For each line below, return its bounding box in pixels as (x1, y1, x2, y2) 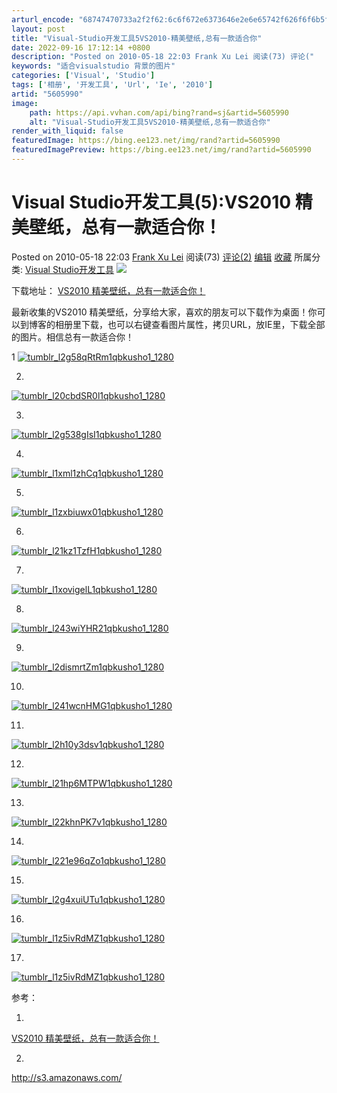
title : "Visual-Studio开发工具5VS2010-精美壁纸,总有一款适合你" (11, 33, 263, 43)
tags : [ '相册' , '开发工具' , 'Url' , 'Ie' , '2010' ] (11, 80, 214, 90)
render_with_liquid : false (11, 126, 124, 136)
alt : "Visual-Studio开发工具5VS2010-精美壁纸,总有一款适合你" (29, 117, 271, 127)
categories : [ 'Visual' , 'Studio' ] (11, 71, 156, 81)
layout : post (11, 24, 66, 34)
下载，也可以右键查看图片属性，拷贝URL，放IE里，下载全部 (80, 318, 326, 330)
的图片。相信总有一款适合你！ (11, 331, 134, 343)
